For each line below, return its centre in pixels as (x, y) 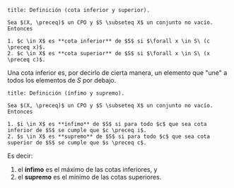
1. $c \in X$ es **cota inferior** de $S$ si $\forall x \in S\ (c (109, 41)
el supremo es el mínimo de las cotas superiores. (89, 177)
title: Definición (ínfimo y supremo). (66, 93)
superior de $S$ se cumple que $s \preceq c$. (77, 143)
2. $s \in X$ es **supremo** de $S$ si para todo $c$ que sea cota (109, 136)
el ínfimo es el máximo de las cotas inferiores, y (87, 169)
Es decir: (20, 156)
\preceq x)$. (27, 47)
